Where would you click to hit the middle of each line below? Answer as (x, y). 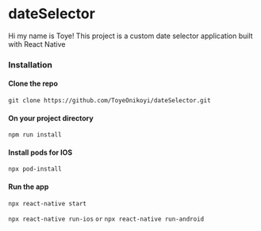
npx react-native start (48, 203)
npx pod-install (35, 169)
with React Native (37, 44)
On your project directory (51, 118)
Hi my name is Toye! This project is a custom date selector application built (130, 36)
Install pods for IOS (40, 152)
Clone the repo (33, 83)
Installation (31, 64)
